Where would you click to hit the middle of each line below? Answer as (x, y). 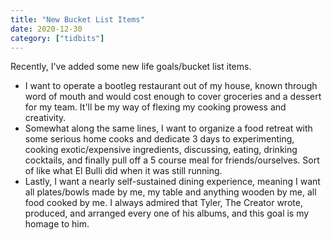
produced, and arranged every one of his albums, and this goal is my (167, 213)
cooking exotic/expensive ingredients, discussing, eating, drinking (161, 150)
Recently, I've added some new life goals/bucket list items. (131, 67)
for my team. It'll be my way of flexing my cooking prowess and (155, 107)
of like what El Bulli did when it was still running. (123, 171)
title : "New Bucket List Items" (77, 19)
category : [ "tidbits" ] (57, 38)
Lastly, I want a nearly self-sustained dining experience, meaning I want (172, 182)
